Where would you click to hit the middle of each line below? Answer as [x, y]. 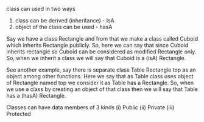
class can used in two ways [41, 9]
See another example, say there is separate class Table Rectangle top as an [101, 70]
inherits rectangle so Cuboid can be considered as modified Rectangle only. [101, 52]
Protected [19, 114]
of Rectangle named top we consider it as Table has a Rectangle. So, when [100, 83]
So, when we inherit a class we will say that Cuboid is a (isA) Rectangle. [96, 58]
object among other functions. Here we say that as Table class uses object [100, 76]
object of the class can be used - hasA [64, 27]
